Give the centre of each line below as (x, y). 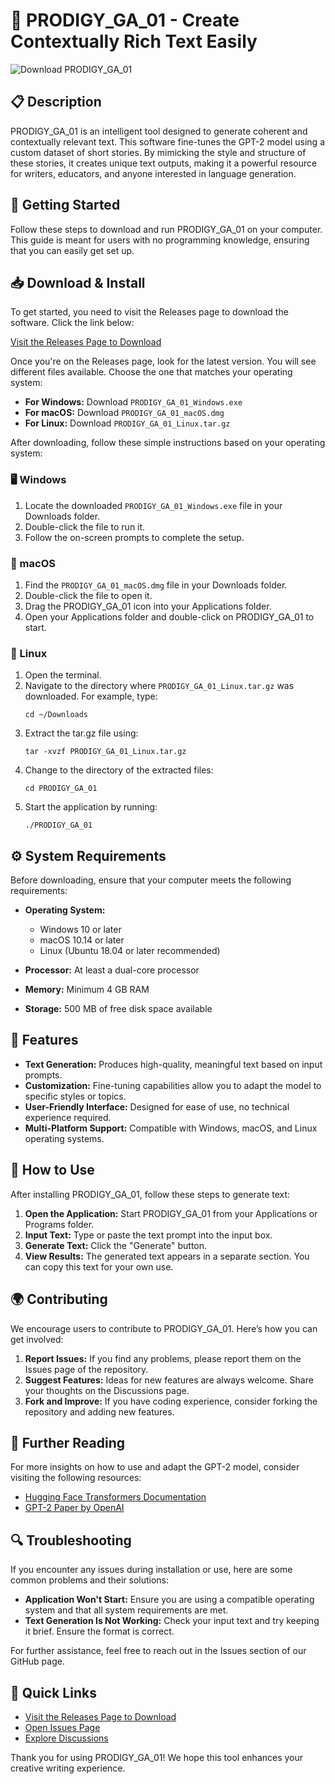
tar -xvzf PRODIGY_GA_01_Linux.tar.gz (105, 752)
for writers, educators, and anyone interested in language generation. (153, 173)
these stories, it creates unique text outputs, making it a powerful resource (164, 163)
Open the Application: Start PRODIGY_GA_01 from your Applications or (171, 1213)
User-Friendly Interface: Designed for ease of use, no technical (157, 1106)
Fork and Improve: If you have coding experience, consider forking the (171, 1401)
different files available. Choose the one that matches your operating (151, 372)
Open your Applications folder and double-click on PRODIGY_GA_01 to (169, 616)
